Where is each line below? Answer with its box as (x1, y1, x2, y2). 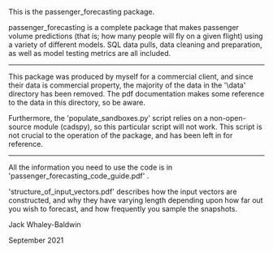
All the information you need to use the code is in (8, 162, 173, 172)
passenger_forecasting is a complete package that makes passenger (8, 23, 240, 32)
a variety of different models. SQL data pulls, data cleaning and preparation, (8, 40, 262, 49)
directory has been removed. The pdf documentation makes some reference (8, 89, 265, 98)
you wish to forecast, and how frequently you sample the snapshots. (8, 204, 238, 213)
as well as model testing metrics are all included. (8, 49, 171, 58)
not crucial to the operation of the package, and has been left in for (8, 131, 233, 140)
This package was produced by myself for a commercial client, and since (8, 72, 253, 81)
